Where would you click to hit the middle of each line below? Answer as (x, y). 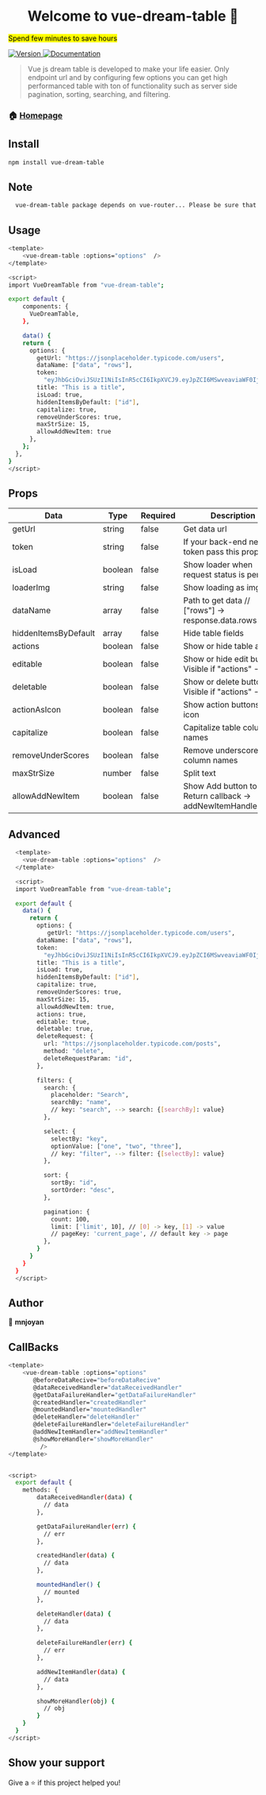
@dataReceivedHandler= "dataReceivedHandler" (107, 1388)
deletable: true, (65, 1029)
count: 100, (70, 1219)
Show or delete (211, 682)
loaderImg (31, 588)
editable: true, (63, 1021)
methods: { (40, 1490)
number (117, 774)
